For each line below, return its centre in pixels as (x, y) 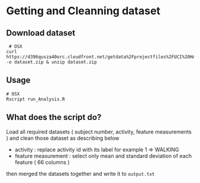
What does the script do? (54, 117)
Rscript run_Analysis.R (36, 99)
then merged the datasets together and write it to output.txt (80, 173)
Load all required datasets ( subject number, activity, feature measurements (99, 131)
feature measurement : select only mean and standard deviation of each (103, 156)
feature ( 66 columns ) (42, 162)
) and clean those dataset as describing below (63, 138)
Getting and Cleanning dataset (83, 11)
